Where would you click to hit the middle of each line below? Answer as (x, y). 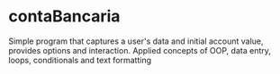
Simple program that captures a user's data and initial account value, (136, 41)
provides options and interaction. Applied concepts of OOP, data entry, (140, 50)
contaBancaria (64, 16)
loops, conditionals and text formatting (80, 60)
